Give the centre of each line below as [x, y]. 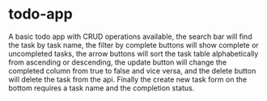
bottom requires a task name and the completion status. [102, 88]
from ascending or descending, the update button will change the [118, 62]
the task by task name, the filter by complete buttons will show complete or [133, 44]
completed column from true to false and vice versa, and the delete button [132, 70]
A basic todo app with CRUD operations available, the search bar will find [130, 36]
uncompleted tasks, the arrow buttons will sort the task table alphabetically [133, 53]
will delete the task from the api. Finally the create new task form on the [128, 79]
